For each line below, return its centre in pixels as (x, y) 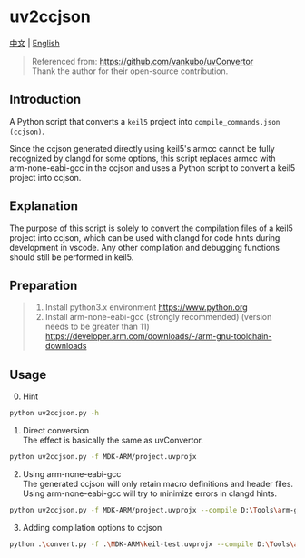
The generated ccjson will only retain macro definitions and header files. (157, 483)
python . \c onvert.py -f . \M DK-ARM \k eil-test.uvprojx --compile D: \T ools (150, 544)
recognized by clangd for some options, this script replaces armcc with (143, 158)
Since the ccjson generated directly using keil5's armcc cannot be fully (142, 148)
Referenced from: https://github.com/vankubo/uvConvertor (143, 61)
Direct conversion (55, 431)
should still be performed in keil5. (72, 257)
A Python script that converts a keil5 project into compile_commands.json (145, 121)
